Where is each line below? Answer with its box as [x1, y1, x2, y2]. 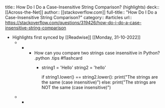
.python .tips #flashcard [34, 55, 82, 61]
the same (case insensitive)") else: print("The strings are [41, 79, 156, 85]
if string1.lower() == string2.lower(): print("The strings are [41, 74, 158, 80]
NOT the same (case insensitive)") [41, 85, 111, 90]
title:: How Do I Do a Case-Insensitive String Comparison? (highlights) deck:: [5, 4, 160, 10]
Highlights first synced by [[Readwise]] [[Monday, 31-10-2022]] [12, 34, 141, 40]
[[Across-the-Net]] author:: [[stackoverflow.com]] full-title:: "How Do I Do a [5, 9, 157, 15]
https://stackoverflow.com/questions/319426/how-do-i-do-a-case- [5, 20, 142, 25]
